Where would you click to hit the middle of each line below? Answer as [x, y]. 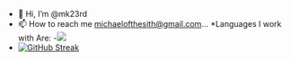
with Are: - [37, 38]
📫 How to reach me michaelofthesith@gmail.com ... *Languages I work [150, 24]
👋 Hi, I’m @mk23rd [53, 14]
